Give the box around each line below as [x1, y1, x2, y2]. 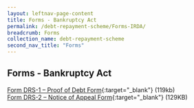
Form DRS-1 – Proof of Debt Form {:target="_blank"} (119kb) [7, 85, 175, 94]
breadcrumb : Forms [7, 29, 60, 36]
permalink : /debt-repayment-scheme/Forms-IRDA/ [7, 23, 147, 30]
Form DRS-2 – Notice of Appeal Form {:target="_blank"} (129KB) [7, 93, 188, 101]
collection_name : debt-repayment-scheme [7, 36, 125, 43]
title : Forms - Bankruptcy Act [7, 17, 97, 23]
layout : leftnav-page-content [7, 10, 94, 17]
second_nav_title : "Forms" [7, 42, 85, 49]
